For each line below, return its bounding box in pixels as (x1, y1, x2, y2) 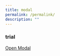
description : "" (5, 17, 39, 22)
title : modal (5, 7, 33, 13)
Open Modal (5, 45, 31, 51)
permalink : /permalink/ (5, 12, 55, 17)
